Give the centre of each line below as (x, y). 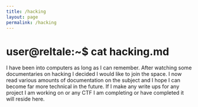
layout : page (22, 17)
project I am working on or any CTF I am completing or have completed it (95, 93)
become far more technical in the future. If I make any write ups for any (93, 86)
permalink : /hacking (32, 22)
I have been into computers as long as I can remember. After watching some (99, 68)
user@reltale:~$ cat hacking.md (88, 51)
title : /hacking (26, 11)
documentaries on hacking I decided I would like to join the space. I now (94, 74)
